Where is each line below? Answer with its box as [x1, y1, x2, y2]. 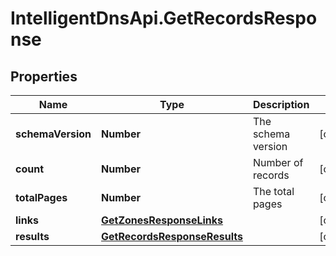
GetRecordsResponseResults [101, 230, 243, 243]
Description [252, 98, 310, 111]
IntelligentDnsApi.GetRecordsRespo [10, 7, 318, 30]
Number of [252, 156, 304, 169]
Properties [10, 68, 78, 85]
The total [252, 185, 295, 198]
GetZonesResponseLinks [101, 213, 224, 227]
